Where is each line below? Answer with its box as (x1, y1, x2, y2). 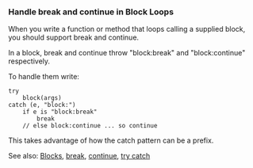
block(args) (22, 94, 62, 102)
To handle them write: (8, 72, 79, 82)
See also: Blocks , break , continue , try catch (8, 151, 151, 161)
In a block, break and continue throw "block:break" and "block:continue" (8, 48, 246, 58)
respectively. (8, 56, 50, 66)
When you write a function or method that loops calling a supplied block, (8, 25, 246, 34)
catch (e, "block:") (8, 101, 77, 109)
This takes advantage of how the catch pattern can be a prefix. (8, 136, 214, 145)
